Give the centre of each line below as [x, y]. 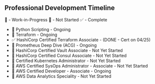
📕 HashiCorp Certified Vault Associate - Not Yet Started [67, 50]
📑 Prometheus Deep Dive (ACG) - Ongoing [54, 45]
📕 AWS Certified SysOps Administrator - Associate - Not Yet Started [80, 66]
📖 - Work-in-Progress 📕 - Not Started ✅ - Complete [56, 19]
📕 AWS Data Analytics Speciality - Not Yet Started [61, 76]
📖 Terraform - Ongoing [34, 34]
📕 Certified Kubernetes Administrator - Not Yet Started [66, 61]
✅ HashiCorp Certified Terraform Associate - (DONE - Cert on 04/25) [81, 40]
